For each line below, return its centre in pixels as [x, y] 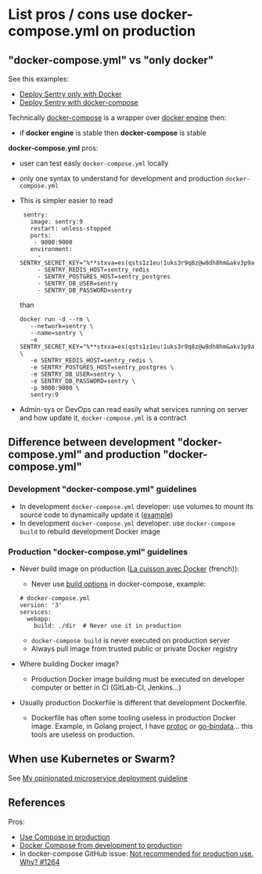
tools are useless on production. [83, 734]
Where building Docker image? [69, 664]
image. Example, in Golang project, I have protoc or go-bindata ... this [142, 726]
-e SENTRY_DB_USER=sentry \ [76, 374]
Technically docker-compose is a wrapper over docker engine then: [117, 118]
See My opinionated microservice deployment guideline [98, 777]
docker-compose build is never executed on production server [131, 640]
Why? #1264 [39, 861]
